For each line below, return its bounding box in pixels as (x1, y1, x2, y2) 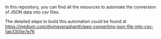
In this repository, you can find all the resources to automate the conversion (5, 4, 156, 10)
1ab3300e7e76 (5, 29, 35, 34)
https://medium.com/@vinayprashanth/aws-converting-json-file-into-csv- (5, 24, 154, 29)
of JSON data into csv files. (5, 9, 60, 15)
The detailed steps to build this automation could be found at (5, 19, 127, 24)
